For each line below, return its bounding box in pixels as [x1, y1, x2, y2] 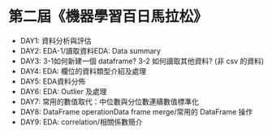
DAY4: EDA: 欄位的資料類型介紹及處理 [19, 66, 147, 76]
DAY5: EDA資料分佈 [19, 76, 86, 86]
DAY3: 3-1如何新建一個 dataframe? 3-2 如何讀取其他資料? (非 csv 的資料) [19, 56, 265, 66]
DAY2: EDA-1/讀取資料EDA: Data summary [19, 45, 161, 55]
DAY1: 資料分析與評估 [19, 36, 92, 45]
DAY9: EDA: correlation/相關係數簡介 [19, 117, 143, 127]
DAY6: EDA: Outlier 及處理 [19, 86, 107, 96]
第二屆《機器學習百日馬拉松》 [8, 7, 209, 26]
